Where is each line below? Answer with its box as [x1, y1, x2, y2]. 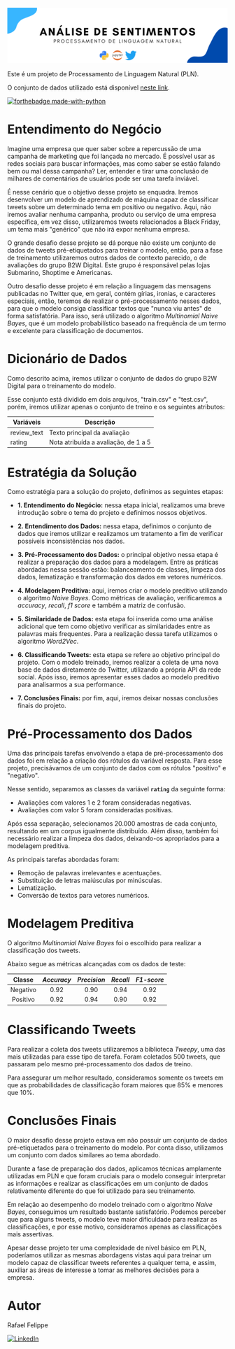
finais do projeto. [17, 701, 66, 710]
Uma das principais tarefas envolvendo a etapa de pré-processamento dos [7, 749, 224, 758]
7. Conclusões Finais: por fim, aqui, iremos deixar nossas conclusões [17, 694, 218, 702]
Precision [77, 975, 106, 984]
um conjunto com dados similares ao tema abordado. [7, 1150, 161, 1159]
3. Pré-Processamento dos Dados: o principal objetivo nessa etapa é [17, 551, 219, 559]
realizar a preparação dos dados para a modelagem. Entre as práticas [17, 558, 219, 567]
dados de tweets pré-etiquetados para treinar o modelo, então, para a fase [7, 246, 223, 254]
